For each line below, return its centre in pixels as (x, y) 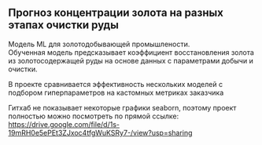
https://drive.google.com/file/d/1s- (64, 124)
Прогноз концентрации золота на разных (116, 13)
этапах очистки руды (64, 25)
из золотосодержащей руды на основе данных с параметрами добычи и (131, 60)
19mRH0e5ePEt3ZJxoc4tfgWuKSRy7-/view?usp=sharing (100, 132)
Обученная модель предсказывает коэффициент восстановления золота (131, 52)
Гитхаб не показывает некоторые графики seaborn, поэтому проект (122, 107)
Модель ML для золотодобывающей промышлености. (99, 44)
